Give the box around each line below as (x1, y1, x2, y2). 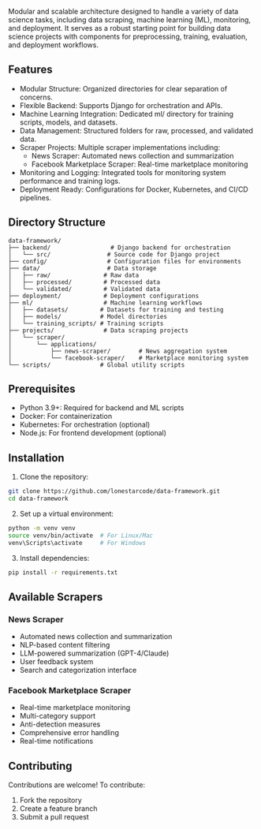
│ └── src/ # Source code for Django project (8, 250, 221, 259)
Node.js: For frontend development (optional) (19, 428, 167, 438)
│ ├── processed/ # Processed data (8, 278, 160, 286)
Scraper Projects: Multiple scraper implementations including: (19, 142, 221, 152)
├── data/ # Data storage (8, 264, 157, 272)
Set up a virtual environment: (19, 509, 114, 518)
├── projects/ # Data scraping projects (8, 327, 189, 334)
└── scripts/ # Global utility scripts (8, 360, 185, 369)
